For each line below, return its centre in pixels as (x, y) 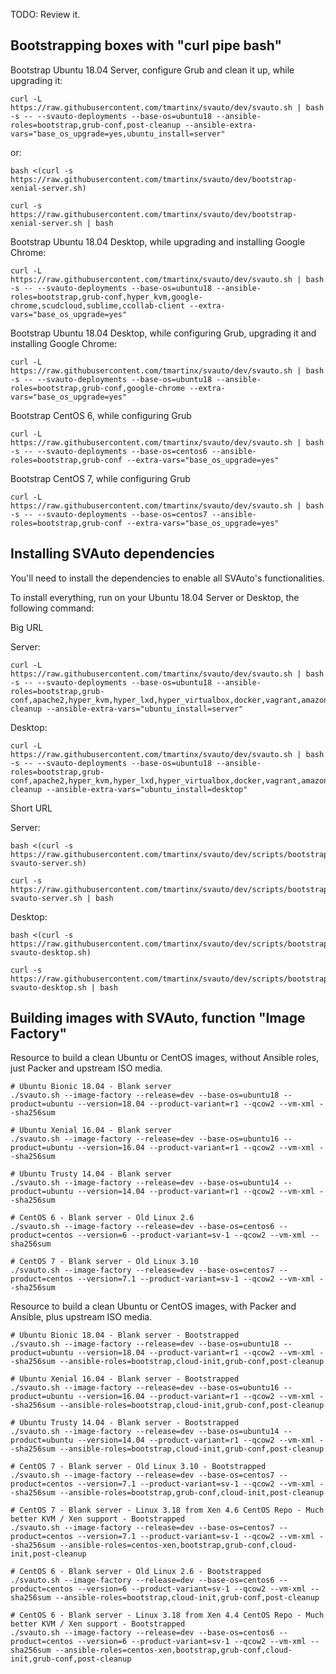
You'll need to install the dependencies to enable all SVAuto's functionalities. (167, 578)
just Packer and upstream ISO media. (86, 1068)
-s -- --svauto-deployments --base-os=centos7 (109, 514)
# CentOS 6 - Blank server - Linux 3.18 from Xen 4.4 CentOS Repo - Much (167, 1615)
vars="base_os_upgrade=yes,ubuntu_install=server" (118, 134)
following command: (52, 608)
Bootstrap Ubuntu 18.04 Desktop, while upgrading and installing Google (158, 241)
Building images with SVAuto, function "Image (158, 1018)
